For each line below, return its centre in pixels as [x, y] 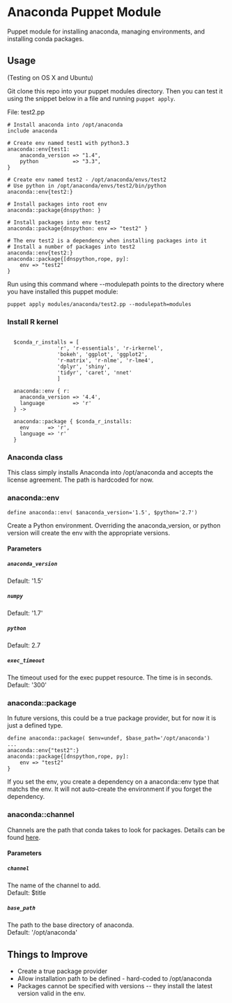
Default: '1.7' [25, 613]
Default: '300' [27, 685]
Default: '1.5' [25, 581]
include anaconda [32, 131]
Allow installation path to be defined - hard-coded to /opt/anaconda [115, 979]
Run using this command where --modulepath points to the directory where [116, 284]
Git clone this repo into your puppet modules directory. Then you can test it [115, 91]
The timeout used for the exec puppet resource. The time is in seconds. [110, 677]
